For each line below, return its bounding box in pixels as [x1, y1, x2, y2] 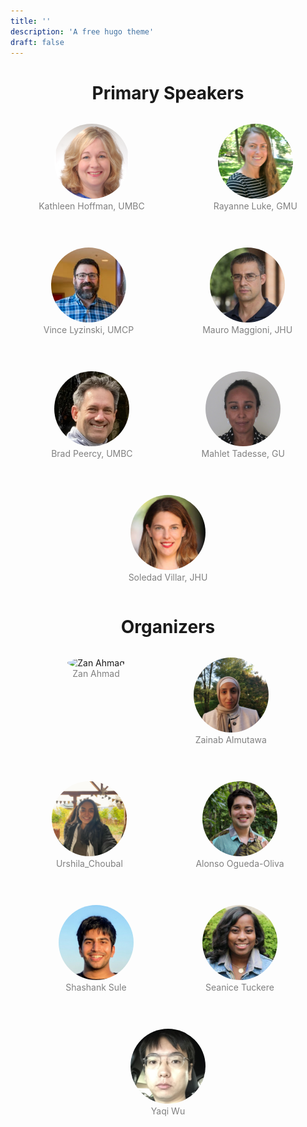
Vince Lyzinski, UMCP [43, 324, 135, 336]
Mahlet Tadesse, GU [201, 448, 285, 460]
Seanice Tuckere [205, 981, 275, 994]
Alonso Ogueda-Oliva [195, 858, 285, 870]
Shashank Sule [65, 981, 127, 994]
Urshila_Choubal [55, 858, 123, 870]
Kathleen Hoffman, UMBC [38, 200, 145, 212]
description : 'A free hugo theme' [10, 26, 155, 37]
